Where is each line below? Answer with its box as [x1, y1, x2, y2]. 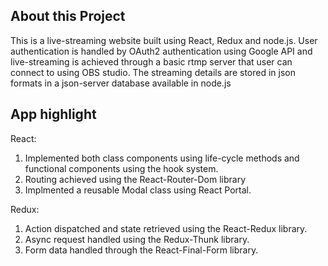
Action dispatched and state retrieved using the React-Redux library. [24, 222, 308, 234]
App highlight [10, 106, 97, 123]
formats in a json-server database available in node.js [10, 77, 232, 89]
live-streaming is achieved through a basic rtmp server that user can [10, 55, 293, 68]
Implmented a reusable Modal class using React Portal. [24, 184, 252, 196]
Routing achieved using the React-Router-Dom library [24, 173, 247, 185]
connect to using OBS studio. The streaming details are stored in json [10, 66, 296, 78]
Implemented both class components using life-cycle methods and [24, 152, 300, 164]
